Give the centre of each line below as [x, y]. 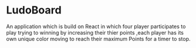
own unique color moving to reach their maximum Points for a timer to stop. [99, 39]
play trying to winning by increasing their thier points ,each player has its [95, 32]
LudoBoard [34, 10]
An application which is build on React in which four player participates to [96, 26]
